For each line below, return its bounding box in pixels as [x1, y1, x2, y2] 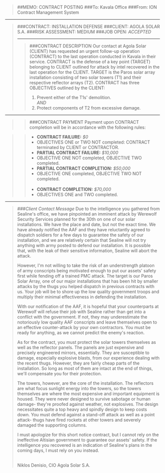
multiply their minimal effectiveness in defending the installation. [17, 294, 147, 300]
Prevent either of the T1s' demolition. [36, 95, 111, 100]
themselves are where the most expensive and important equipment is [17, 391, 160, 397]
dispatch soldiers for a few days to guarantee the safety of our [17, 232, 144, 238]
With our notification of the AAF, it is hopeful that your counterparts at [17, 303, 159, 309]
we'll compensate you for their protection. [17, 371, 102, 376]
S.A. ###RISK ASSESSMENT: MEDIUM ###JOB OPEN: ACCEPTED [17, 29, 151, 35]
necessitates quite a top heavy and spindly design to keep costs [17, 406, 147, 412]
